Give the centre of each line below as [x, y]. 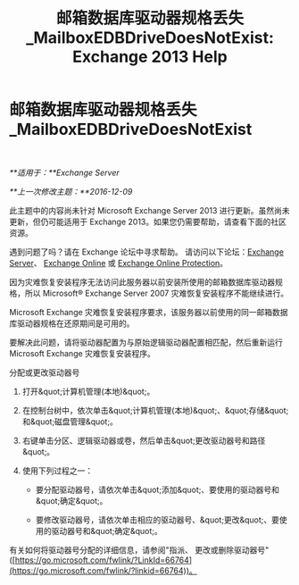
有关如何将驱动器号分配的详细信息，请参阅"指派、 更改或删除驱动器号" [139, 549]
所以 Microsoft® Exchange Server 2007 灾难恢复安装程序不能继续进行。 [156, 293]
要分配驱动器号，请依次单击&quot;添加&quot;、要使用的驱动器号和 [157, 489]
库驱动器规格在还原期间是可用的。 [72, 323]
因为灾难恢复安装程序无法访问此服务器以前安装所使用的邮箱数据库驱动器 [142, 281]
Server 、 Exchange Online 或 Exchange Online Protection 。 [119, 263]
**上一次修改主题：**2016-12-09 [71, 191]
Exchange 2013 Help [150, 57]
